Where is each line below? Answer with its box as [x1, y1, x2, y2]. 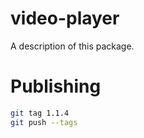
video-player [10, 7, 120, 30]
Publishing [10, 75, 102, 98]
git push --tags [10, 117, 78, 127]
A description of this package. [10, 40, 135, 52]
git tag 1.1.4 [10, 108, 70, 118]
